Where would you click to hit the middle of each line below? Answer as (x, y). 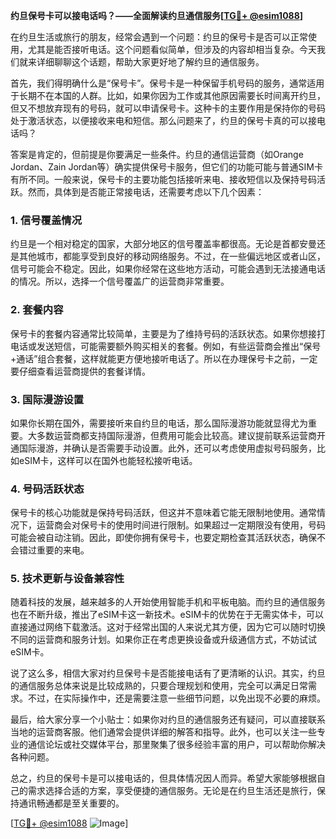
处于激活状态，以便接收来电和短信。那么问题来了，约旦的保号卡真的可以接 (163, 120)
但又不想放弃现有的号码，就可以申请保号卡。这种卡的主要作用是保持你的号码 (168, 108)
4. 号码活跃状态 (47, 489)
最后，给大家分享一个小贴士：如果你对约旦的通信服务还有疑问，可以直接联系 (168, 720)
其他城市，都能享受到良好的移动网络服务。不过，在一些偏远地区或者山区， (172, 256)
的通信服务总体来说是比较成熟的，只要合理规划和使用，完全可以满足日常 (159, 686)
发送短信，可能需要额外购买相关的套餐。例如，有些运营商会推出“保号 (179, 346)
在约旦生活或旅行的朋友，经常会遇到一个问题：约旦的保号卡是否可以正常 (159, 37)
